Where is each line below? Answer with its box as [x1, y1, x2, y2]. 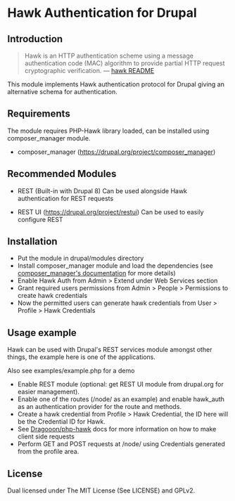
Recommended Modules [7, 168, 117, 180]
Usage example [7, 327, 77, 339]
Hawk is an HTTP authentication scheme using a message [24, 51, 193, 60]
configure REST [17, 215, 63, 223]
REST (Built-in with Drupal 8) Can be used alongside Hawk [17, 186, 188, 195]
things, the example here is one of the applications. [7, 353, 156, 361]
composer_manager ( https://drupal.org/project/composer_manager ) [17, 148, 216, 156]
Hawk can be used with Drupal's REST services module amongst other [7, 346, 212, 354]
